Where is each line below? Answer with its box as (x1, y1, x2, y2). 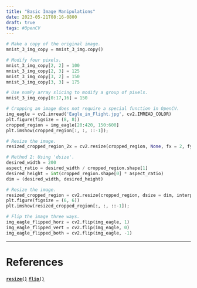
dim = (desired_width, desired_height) (6, 176, 104, 182)
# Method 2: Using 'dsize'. (6, 154, 75, 160)
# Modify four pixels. (6, 57, 62, 63)
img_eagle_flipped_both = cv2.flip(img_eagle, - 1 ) (6, 230, 133, 236)
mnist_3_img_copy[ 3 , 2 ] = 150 (6, 73, 80, 79)
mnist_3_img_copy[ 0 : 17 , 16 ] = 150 (6, 95, 88, 101)
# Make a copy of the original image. (6, 41, 101, 47)
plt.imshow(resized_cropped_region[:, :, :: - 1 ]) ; (6, 203, 130, 209)
